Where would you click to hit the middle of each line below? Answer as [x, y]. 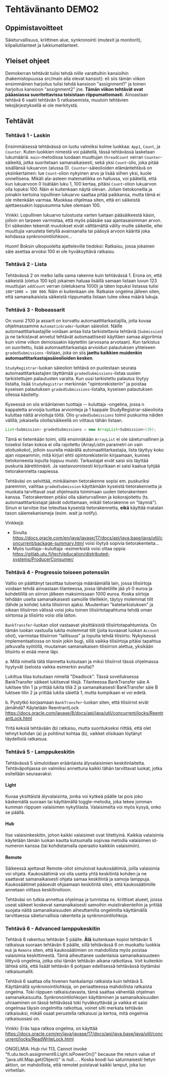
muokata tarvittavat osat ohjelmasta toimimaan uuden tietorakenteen [76, 491]
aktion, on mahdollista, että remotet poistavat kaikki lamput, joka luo [75, 1065]
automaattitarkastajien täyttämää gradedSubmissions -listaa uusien [73, 373]
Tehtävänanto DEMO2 [52, 9]
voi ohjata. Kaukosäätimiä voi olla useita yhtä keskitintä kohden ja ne [76, 874]
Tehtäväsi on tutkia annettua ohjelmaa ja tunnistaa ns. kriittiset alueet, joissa [84, 899]
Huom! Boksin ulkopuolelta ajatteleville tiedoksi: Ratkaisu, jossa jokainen [80, 246]
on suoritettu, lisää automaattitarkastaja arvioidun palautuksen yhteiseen [80, 348]
